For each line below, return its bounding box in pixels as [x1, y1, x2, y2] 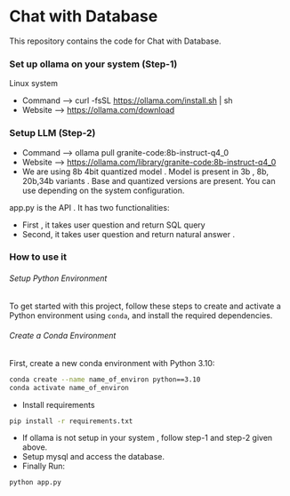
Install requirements [21, 399, 95, 410]
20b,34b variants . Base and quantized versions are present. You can [21, 175, 276, 186]
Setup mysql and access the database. [21, 452, 165, 462]
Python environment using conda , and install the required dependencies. [9, 309, 273, 321]
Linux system [9, 78, 58, 89]
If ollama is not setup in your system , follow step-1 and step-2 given [21, 433, 273, 444]
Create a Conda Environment [9, 331, 117, 341]
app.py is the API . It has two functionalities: [9, 202, 170, 212]
